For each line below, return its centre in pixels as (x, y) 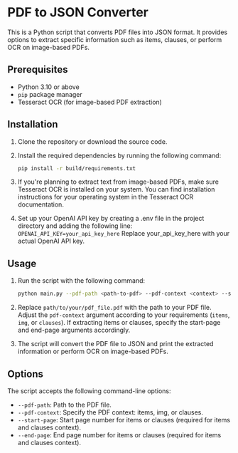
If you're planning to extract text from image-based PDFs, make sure (118, 182)
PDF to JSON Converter (78, 12)
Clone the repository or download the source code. (92, 141)
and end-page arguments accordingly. (74, 330)
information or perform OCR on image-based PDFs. (93, 352)
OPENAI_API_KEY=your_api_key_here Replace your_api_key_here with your (123, 234)
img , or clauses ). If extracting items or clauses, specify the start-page (119, 323)
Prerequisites (38, 69)
